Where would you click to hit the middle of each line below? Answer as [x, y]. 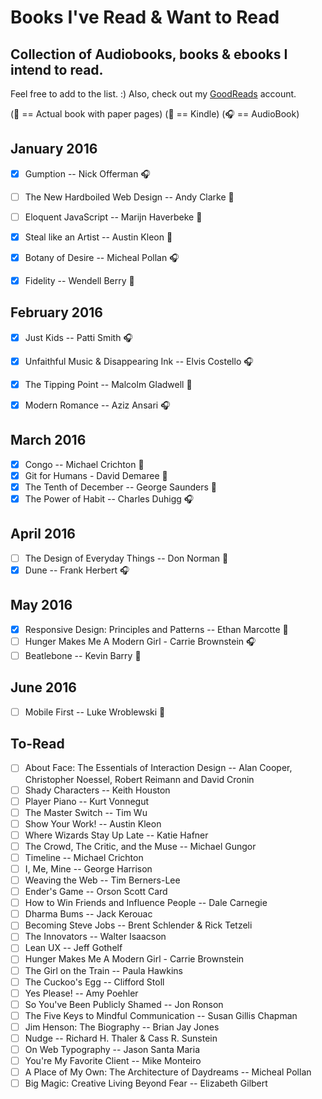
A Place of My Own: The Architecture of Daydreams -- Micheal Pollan [168, 1072]
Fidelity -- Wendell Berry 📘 [79, 280]
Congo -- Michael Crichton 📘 [84, 464]
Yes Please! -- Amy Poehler [81, 993]
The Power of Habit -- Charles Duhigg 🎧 [109, 498]
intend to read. [57, 69]
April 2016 [43, 534]
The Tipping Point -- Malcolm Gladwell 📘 [108, 384]
